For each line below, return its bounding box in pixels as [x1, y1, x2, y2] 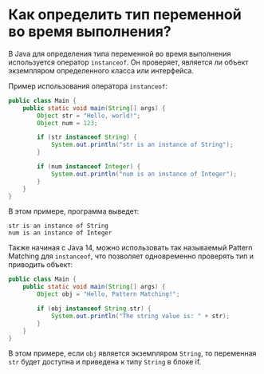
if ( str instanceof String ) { [37, 133, 137, 141]
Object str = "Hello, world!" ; [37, 112, 141, 120]
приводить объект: [8, 260, 73, 270]
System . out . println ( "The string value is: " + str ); [50, 312, 230, 320]
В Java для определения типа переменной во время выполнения [8, 49, 231, 58]
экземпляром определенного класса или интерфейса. [8, 65, 194, 75]
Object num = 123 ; [37, 119, 98, 127]
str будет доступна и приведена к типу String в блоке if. [8, 357, 202, 367]
